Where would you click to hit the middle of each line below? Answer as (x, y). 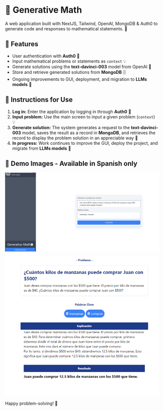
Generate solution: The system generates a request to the (71, 127)
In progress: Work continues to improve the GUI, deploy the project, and (85, 143)
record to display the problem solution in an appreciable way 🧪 (75, 138)
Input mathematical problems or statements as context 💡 (69, 61)
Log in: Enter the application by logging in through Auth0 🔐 (72, 112)
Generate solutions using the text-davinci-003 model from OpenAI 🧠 (82, 67)
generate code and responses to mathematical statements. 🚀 (66, 28)
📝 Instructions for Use (39, 100)
